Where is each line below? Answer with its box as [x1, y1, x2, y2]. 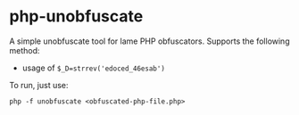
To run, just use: [9, 79, 69, 90]
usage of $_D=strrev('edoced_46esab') [21, 62, 165, 73]
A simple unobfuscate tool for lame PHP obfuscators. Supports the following [9, 36, 290, 46]
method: [9, 45, 40, 55]
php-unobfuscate [9, 6, 144, 27]
